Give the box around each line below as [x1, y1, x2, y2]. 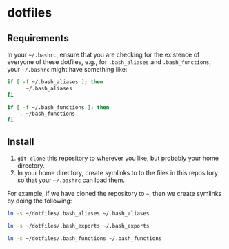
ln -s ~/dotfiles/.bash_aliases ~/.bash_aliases [7, 210, 150, 217]
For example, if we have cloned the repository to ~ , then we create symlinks [7, 190, 222, 198]
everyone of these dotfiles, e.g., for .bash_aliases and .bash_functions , [7, 58, 212, 66]
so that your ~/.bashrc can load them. [17, 176, 126, 184]
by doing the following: [7, 197, 72, 205]
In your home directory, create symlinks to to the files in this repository [17, 169, 219, 177]
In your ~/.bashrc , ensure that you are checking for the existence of [7, 50, 200, 59]
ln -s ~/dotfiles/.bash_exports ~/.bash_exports [7, 222, 150, 229]
